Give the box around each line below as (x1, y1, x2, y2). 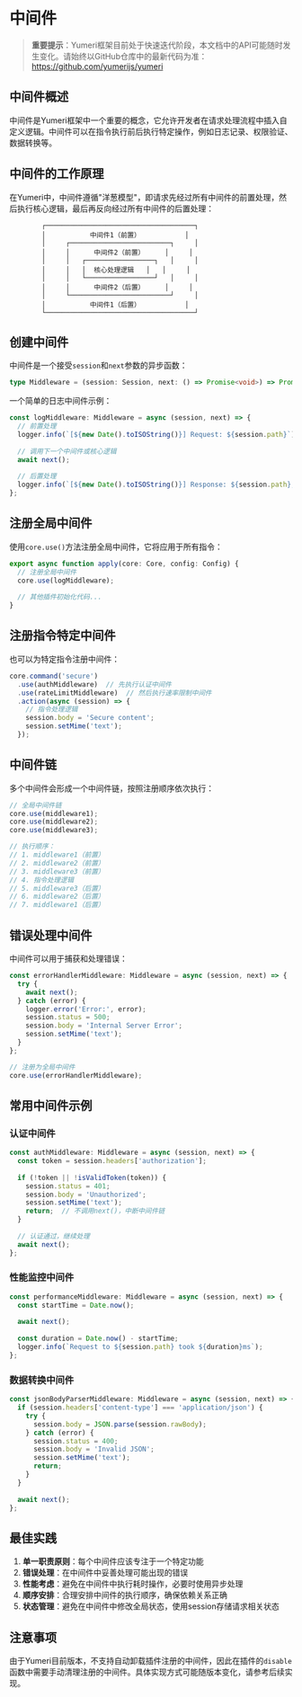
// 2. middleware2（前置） (9, 858, 105, 867)
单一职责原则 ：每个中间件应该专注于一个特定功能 (22, 1556, 204, 1567)
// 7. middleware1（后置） (9, 901, 105, 910)
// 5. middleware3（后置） (9, 884, 105, 893)
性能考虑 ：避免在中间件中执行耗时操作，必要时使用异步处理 (22, 1578, 244, 1589)
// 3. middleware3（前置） (9, 866, 105, 876)
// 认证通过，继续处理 (17, 1231, 90, 1240)
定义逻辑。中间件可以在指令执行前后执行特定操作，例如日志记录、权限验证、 (9, 126, 293, 137)
